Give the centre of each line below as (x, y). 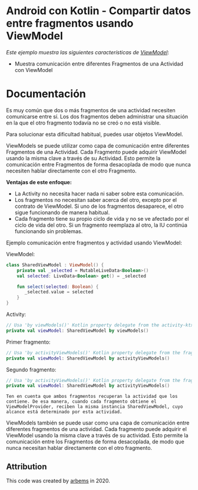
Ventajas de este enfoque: (39, 182)
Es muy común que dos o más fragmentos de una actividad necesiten (91, 110)
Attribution (27, 467)
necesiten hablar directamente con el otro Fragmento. (71, 171)
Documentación (46, 94)
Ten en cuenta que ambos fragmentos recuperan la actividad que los (92, 397)
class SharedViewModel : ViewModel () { (55, 265)
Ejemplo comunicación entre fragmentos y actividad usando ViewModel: (94, 243)
